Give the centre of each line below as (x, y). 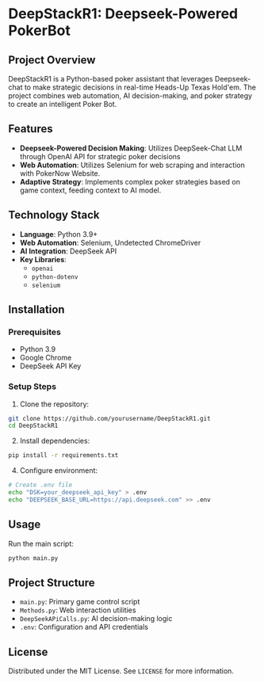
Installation (36, 310)
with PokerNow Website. (60, 173)
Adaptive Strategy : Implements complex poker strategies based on (130, 181)
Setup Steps (33, 387)
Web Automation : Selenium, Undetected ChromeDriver (110, 242)
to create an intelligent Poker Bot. (63, 104)
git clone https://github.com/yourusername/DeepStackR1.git (110, 418)
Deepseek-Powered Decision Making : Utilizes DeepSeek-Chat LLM (131, 148)
